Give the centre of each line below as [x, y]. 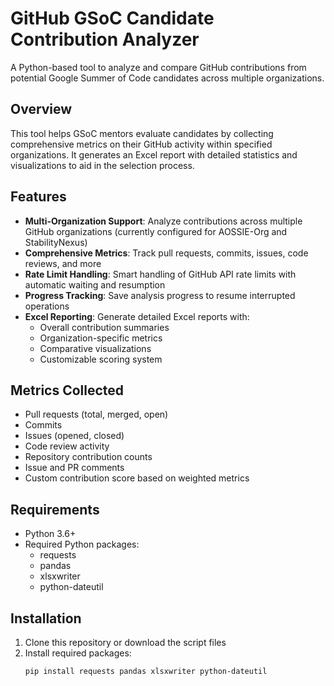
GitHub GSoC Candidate [112, 18]
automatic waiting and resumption [95, 284]
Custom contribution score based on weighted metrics [137, 478]
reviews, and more [63, 263]
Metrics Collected [67, 390]
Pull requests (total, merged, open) [96, 414]
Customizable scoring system [101, 359]
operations [47, 306]
